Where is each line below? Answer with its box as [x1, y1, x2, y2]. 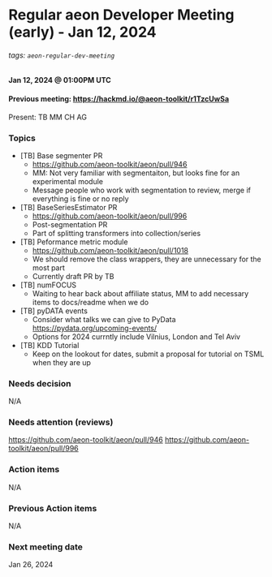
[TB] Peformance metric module [19, 237, 128, 247]
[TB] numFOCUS [19, 280, 77, 290]
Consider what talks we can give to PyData [32, 314, 176, 324]
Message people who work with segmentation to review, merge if [32, 185, 252, 195]
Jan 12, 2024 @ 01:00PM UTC [8, 75, 111, 85]
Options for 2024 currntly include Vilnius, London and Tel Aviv [32, 331, 241, 342]
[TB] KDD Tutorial [19, 340, 80, 350]
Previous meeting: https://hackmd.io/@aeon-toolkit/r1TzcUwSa [8, 93, 230, 103]
